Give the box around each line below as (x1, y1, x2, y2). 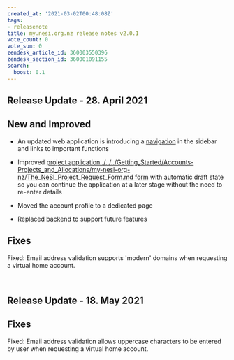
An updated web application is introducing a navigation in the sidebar (17, 137, 217, 145)
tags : (7, 17, 23, 24)
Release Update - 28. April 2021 (7, 94, 148, 106)
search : (7, 62, 30, 69)
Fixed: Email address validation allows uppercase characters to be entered (7, 337, 221, 345)
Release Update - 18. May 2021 (7, 294, 144, 306)
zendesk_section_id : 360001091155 (7, 56, 108, 63)
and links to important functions (17, 144, 110, 152)
